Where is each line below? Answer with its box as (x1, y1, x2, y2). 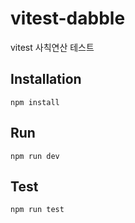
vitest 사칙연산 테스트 (10, 41, 95, 53)
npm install (10, 97, 60, 107)
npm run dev (10, 151, 60, 161)
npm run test (10, 205, 65, 215)
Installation (10, 71, 82, 88)
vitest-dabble (10, 7, 126, 30)
